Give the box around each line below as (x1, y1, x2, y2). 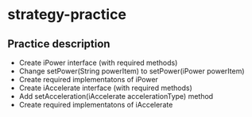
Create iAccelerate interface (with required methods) (18, 83, 192, 92)
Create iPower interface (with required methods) (18, 58, 178, 67)
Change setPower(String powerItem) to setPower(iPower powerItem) (18, 66, 245, 76)
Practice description (7, 37, 110, 51)
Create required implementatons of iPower (18, 75, 158, 84)
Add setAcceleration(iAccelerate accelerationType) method (18, 92, 214, 100)
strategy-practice (7, 6, 126, 24)
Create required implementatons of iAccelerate (18, 100, 173, 109)
